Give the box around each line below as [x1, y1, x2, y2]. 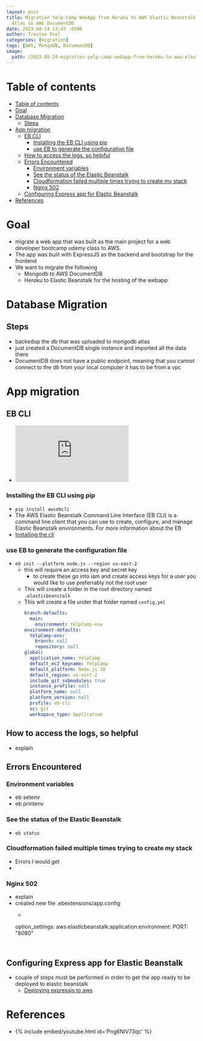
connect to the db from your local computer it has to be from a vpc [14, 363, 181, 371]
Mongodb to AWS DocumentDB [24, 270, 103, 277]
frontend [14, 257, 37, 264]
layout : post [6, 8, 39, 15]
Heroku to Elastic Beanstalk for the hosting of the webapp [24, 276, 168, 283]
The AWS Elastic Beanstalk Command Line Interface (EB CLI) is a [14, 511, 177, 518]
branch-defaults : [24, 610, 68, 616]
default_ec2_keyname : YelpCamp [29, 661, 109, 667]
